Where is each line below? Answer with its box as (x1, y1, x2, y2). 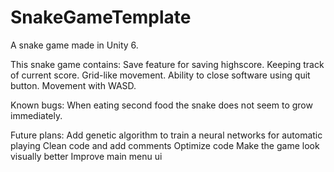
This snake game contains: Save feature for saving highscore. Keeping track (10, 58, 325, 70)
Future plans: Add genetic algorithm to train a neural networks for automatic (10, 129, 323, 141)
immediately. (10, 109, 63, 121)
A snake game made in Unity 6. (10, 39, 139, 51)
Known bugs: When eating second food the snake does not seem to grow (10, 99, 313, 111)
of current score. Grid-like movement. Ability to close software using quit (10, 69, 311, 81)
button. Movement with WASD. (10, 79, 137, 91)
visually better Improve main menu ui (10, 150, 163, 162)
